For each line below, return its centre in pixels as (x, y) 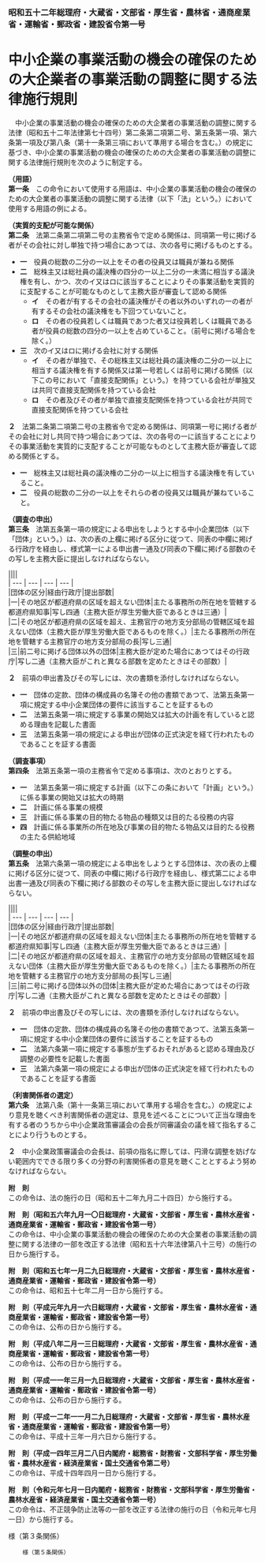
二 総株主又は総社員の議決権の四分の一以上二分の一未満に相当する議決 (137, 271)
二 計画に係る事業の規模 (61, 807)
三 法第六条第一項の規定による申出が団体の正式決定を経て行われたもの (137, 1068)
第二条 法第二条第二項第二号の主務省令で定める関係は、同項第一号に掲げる (132, 235)
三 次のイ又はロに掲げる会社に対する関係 (89, 350)
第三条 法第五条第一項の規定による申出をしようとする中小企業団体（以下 (129, 529)
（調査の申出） (32, 519)
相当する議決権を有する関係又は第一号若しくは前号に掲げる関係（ (138, 370)
